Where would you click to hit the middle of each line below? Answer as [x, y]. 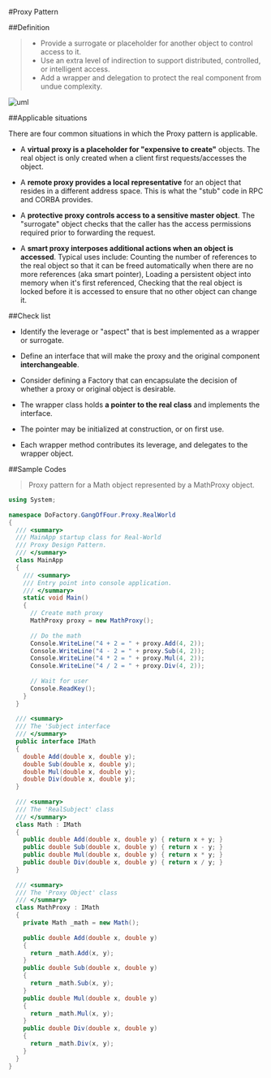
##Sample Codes [37, 469]
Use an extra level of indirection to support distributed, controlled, [151, 61]
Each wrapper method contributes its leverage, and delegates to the [134, 445]
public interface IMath [56, 742]
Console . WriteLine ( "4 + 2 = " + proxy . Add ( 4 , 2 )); [117, 643]
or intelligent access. [75, 69]
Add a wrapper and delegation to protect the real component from [151, 78]
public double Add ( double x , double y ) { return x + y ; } [123, 840]
